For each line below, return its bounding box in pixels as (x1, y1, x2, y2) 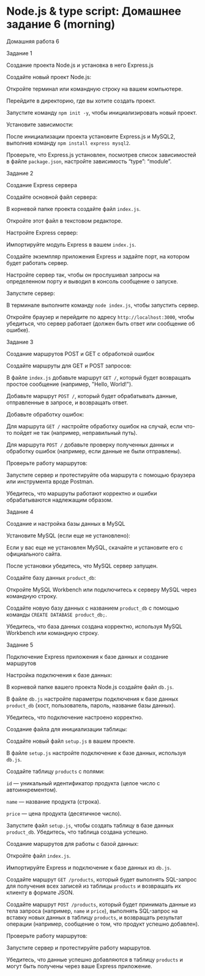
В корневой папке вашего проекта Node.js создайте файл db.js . (6, 683, 174, 691)
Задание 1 (6, 49, 32, 56)
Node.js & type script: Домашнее (6, 4, 182, 18)
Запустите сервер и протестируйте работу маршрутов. (6, 943, 152, 951)
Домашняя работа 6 (6, 37, 59, 45)
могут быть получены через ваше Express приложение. (6, 962, 153, 970)
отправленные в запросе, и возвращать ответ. (6, 399, 129, 406)
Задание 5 (6, 641, 34, 648)
